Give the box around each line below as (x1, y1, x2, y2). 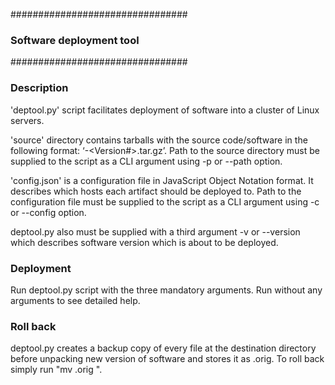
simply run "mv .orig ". (10, 364, 103, 376)
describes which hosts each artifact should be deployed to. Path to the (10, 185, 302, 197)
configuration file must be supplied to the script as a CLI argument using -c (10, 195, 320, 208)
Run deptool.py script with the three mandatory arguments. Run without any (10, 284, 323, 296)
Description (10, 81, 69, 95)
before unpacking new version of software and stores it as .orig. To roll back (10, 353, 325, 365)
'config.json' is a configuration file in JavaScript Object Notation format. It (10, 174, 314, 186)
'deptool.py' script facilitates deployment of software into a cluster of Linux (10, 104, 320, 116)
